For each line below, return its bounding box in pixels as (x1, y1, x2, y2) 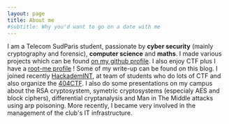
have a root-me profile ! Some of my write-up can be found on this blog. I (7, 64, 218, 73)
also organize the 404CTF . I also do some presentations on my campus (7, 79, 213, 88)
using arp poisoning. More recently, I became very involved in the (7, 102, 196, 110)
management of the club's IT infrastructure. (7, 109, 133, 117)
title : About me (7, 17, 54, 24)
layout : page (7, 10, 45, 17)
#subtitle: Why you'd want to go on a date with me (7, 23, 161, 30)
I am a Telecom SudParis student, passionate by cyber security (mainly (7, 42, 214, 51)
